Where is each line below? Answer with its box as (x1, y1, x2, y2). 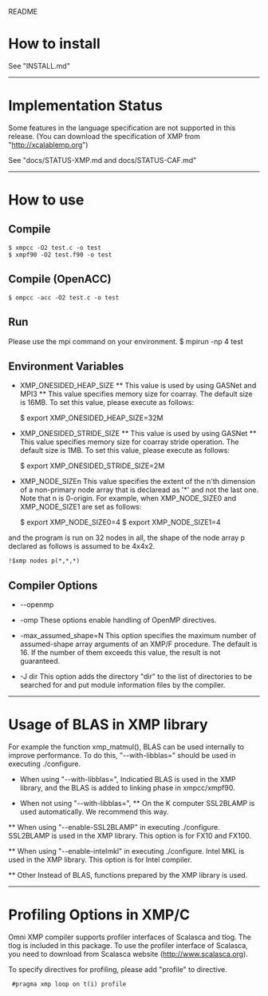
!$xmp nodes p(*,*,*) (8, 557, 81, 565)
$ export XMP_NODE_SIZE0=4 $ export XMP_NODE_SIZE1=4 (19, 518, 221, 527)
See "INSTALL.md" (8, 61, 70, 70)
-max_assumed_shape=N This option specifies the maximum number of (19, 631, 257, 641)
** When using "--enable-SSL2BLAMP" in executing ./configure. (8, 823, 221, 832)
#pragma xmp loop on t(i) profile (11, 980, 127, 988)
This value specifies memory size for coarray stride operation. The (19, 437, 239, 446)
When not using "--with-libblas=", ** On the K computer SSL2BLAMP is (19, 799, 255, 808)
